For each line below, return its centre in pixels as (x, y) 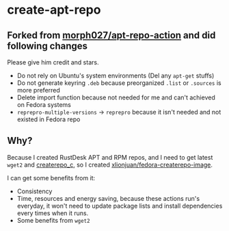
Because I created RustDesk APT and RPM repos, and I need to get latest (110, 157)
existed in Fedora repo (49, 119)
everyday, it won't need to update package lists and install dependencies (120, 206)
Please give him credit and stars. (53, 62)
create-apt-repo (54, 10)
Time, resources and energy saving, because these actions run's (108, 198)
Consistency (35, 191)
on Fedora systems (44, 105)
